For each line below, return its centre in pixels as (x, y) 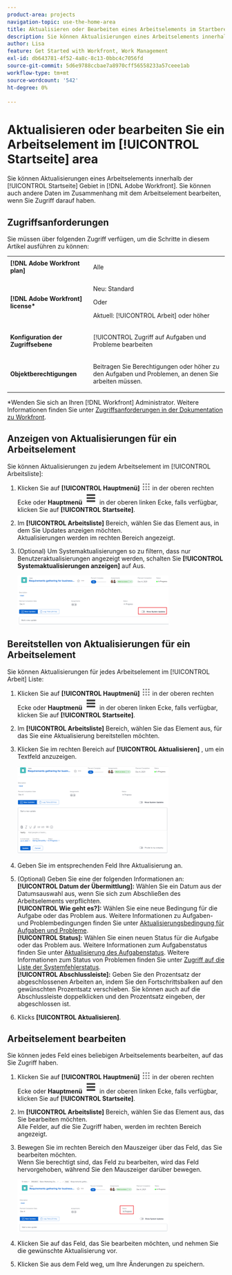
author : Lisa (26, 44)
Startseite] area (53, 159)
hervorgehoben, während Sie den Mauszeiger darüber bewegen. (109, 1170)
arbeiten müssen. (118, 381)
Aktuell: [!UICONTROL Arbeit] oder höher (151, 315)
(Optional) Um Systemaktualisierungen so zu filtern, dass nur (104, 551)
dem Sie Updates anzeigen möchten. (70, 530)
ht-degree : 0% (28, 88)
